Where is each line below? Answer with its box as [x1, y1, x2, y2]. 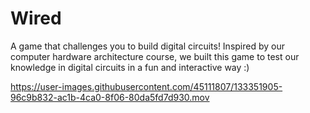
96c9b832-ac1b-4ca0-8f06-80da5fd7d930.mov [10, 91, 210, 103]
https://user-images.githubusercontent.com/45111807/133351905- [10, 80, 283, 92]
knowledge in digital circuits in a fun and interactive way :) [10, 61, 250, 73]
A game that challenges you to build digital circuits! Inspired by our [10, 40, 286, 52]
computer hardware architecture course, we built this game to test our [10, 50, 300, 62]
